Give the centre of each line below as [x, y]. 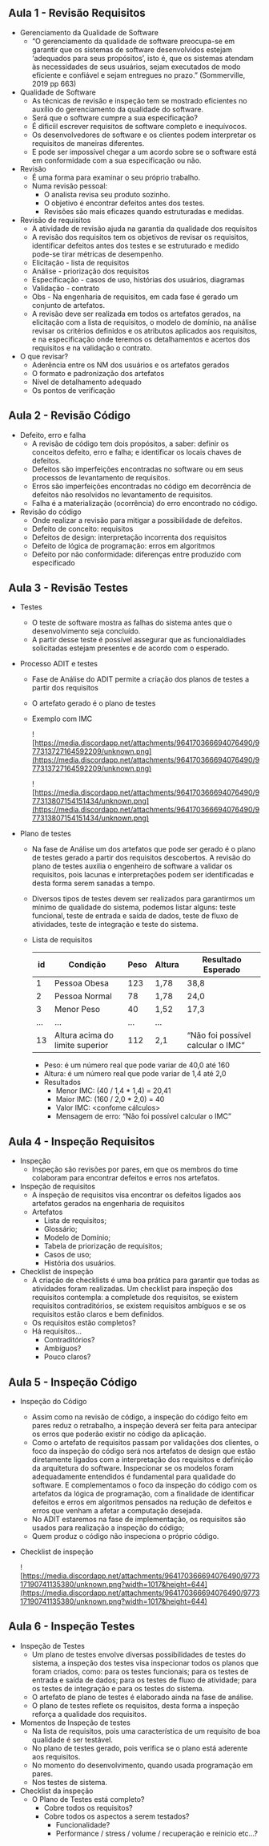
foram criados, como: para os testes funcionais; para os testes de [141, 1671]
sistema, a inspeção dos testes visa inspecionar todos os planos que [145, 1662]
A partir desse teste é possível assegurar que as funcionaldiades [139, 640]
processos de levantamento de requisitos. [101, 477]
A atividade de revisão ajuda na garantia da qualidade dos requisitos [145, 229]
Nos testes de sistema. [70, 1782]
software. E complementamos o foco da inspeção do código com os [145, 1485]
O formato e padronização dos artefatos [98, 373]
